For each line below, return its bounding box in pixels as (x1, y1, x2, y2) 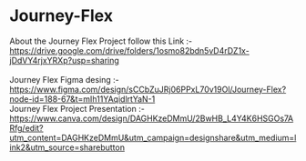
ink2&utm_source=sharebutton (9, 142, 126, 153)
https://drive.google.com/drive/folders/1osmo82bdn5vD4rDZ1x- (9, 45, 250, 55)
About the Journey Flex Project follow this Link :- (9, 35, 193, 46)
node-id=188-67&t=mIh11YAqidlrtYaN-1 (9, 93, 156, 105)
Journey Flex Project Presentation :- (9, 103, 146, 114)
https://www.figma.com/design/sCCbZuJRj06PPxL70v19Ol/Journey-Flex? (9, 84, 287, 95)
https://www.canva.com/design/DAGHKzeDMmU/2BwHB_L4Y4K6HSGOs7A (9, 113, 294, 124)
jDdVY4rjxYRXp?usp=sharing (9, 55, 120, 65)
